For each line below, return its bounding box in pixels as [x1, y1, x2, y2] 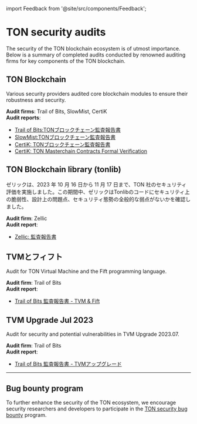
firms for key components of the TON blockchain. [6, 57, 126, 64]
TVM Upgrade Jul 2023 [6, 315, 94, 325]
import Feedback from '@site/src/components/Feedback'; [6, 5, 147, 12]
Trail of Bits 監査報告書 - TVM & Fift [14, 298, 100, 305]
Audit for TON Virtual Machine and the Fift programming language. [6, 268, 167, 275]
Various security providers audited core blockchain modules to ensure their [6, 90, 188, 97]
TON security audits [6, 26, 106, 39]
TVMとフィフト [6, 252, 63, 262]
